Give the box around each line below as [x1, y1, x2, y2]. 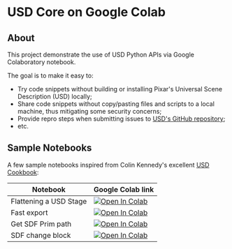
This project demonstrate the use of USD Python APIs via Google [7, 50, 194, 59]
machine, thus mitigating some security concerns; [17, 107, 162, 115]
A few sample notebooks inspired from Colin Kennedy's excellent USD [7, 160, 210, 169]
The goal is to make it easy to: [7, 71, 94, 80]
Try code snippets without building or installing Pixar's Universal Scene [17, 85, 222, 93]
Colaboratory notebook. [7, 58, 76, 66]
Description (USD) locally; [17, 92, 92, 100]
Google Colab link [93, 184, 154, 194]
